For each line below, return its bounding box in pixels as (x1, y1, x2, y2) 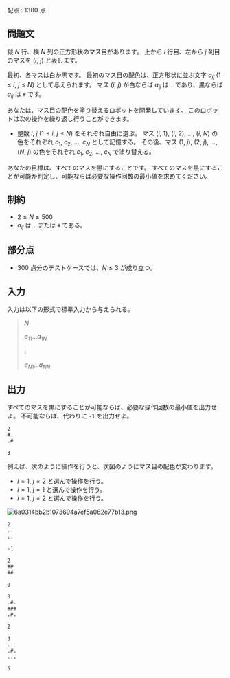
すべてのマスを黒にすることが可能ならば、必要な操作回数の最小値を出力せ (7, 403, 218, 411)
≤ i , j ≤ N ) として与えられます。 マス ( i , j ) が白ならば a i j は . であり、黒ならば (7, 80, 223, 91)
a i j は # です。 (7, 90, 45, 100)
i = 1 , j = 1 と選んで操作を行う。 (16, 486, 106, 494)
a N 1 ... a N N (23, 360, 51, 370)
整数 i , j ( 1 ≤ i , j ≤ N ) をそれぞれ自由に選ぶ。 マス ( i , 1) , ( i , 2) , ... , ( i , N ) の (16, 129, 218, 137)
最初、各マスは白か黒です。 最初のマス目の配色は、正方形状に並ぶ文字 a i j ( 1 (7, 71, 221, 80)
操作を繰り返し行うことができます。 (30, 115, 133, 123)
